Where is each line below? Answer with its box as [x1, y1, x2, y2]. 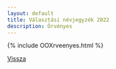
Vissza [7, 55, 26, 63]
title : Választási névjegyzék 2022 [7, 16, 110, 23]
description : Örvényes [7, 23, 72, 29]
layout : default [7, 10, 54, 17]
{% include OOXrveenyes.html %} [7, 42, 104, 50]
